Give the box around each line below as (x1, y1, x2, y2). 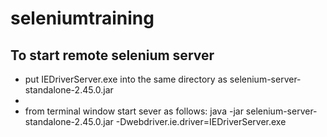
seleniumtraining (10, 7, 155, 30)
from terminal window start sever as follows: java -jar (24, 105, 244, 117)
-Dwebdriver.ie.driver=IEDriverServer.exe (115, 116, 287, 127)
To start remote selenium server (10, 47, 215, 64)
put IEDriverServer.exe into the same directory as (24, 73, 228, 85)
